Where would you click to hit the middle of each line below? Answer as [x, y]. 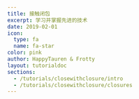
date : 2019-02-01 [32, 26]
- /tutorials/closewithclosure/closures [73, 85]
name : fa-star [34, 46]
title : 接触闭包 [29, 14]
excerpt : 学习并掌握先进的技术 [47, 20]
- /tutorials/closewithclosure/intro [68, 78]
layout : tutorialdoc [37, 66]
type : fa [26, 40]
